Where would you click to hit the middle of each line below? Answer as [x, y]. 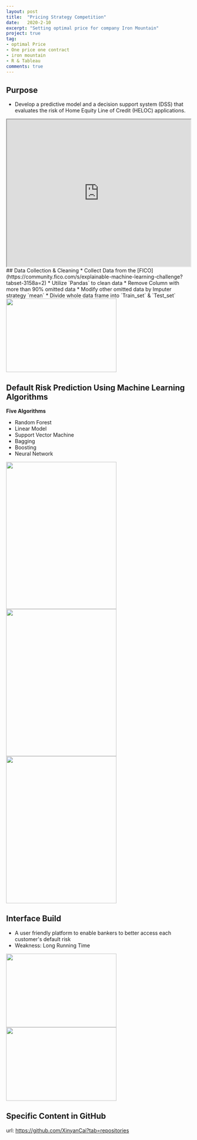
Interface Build [34, 919]
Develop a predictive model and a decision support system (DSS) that [99, 104]
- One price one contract [38, 50]
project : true [24, 34]
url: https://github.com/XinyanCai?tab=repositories [68, 1130]
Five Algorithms [26, 411]
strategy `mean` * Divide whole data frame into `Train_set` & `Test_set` [91, 295]
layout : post [22, 11]
